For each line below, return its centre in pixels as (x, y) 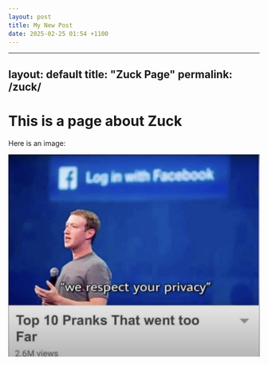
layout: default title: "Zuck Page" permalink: (120, 75)
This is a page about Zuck (95, 121)
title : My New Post (41, 25)
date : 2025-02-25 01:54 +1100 (59, 33)
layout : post (30, 17)
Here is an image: (37, 143)
